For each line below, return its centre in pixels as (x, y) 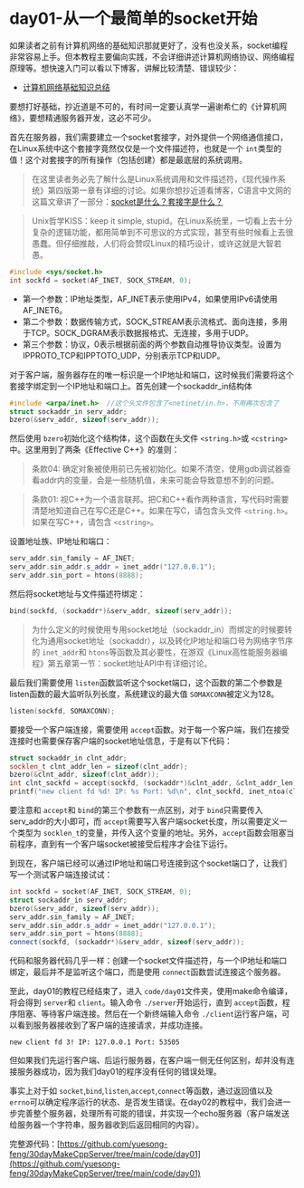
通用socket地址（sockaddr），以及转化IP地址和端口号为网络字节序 (171, 640)
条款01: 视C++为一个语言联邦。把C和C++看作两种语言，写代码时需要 (160, 500)
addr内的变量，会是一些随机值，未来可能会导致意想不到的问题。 (159, 480)
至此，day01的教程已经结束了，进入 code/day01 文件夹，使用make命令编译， (151, 992)
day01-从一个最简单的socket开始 (133, 19)
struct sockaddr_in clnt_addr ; (68, 758)
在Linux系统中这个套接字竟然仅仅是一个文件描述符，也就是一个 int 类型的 (146, 148)
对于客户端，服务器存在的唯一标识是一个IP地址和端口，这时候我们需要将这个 (152, 374)
